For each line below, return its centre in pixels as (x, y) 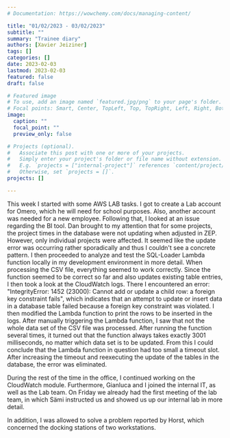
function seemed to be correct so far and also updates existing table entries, (115, 277)
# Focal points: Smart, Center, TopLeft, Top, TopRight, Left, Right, (110, 108)
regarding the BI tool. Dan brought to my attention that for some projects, (110, 226)
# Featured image (32, 96)
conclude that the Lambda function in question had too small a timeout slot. (114, 349)
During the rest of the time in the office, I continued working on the (101, 378)
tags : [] (20, 51)
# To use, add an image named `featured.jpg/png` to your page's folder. (115, 102)
